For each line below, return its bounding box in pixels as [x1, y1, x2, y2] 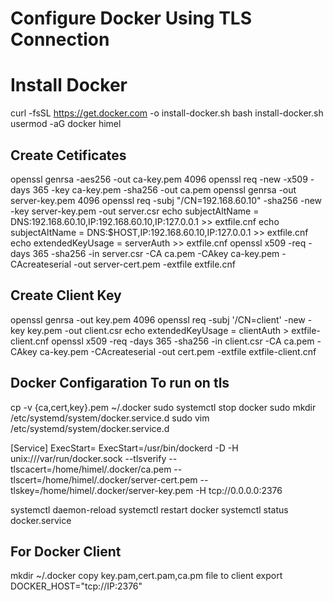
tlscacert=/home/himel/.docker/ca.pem [10, 463, 172, 475]
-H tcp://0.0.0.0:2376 [195, 484, 283, 496]
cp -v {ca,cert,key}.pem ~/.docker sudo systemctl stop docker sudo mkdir [10, 401, 317, 413]
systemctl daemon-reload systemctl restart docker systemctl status [10, 503, 289, 516]
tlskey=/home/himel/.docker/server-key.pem [10, 484, 194, 496]
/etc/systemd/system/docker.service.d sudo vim [10, 412, 210, 424]
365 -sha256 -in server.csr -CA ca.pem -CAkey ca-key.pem [32, 247, 280, 259]
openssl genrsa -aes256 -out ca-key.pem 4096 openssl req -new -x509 [10, 173, 308, 185]
